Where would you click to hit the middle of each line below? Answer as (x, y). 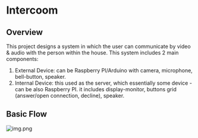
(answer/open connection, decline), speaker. (70, 96)
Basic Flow (27, 114)
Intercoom (32, 10)
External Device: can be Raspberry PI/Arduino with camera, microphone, (104, 70)
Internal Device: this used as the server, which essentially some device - (103, 83)
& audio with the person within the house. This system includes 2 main (92, 53)
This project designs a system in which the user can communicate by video (99, 46)
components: (22, 59)
